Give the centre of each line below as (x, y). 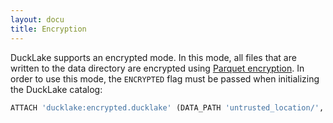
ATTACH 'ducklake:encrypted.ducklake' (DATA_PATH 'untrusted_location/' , (167, 107)
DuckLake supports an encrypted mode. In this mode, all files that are (153, 57)
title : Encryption (48, 29)
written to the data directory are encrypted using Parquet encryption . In (157, 68)
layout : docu (37, 19)
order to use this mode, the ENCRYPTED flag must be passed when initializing (165, 78)
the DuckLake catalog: (56, 89)
